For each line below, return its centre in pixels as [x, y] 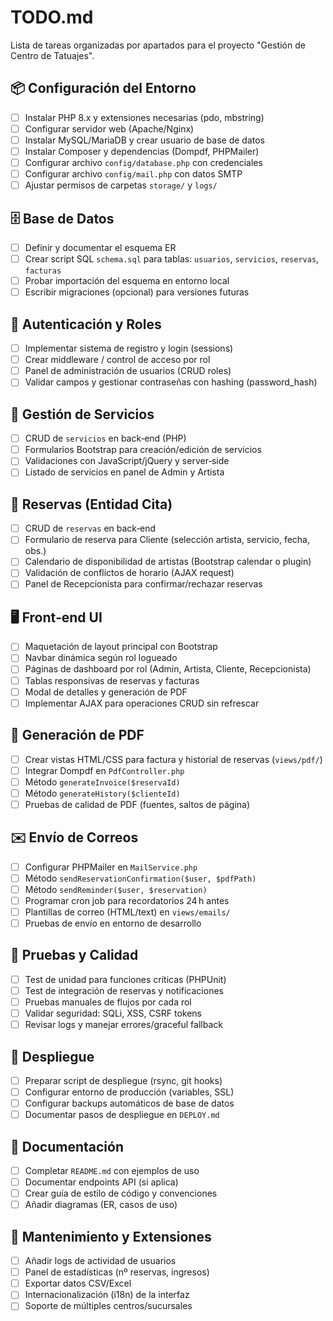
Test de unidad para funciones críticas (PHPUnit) [125, 979]
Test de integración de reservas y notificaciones [124, 990]
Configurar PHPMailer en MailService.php [111, 867]
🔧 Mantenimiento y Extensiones [111, 1236]
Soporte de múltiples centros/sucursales [108, 1306]
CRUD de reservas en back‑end [90, 528]
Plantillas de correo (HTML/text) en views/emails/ [127, 912]
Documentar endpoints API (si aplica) [101, 1182]
